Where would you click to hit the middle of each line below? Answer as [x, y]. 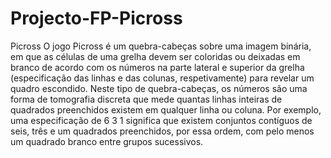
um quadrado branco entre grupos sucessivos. [107, 141]
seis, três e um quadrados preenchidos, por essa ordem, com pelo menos [162, 131]
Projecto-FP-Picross [96, 18]
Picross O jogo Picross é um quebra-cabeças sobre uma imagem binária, [161, 46]
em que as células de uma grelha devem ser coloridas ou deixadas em [155, 56]
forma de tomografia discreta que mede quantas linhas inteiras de [146, 99]
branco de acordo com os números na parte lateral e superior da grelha [157, 67]
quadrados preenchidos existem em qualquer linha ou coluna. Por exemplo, [166, 109]
